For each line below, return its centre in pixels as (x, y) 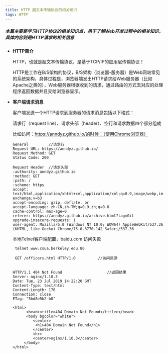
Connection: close (32, 295)
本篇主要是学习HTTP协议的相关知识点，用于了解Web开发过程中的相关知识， (84, 31)
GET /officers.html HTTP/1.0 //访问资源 (66, 258)
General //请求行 (38, 145)
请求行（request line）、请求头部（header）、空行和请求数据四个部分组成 (87, 123)
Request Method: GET (34, 153)
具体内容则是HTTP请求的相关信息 (40, 38)
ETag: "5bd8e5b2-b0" (34, 299)
